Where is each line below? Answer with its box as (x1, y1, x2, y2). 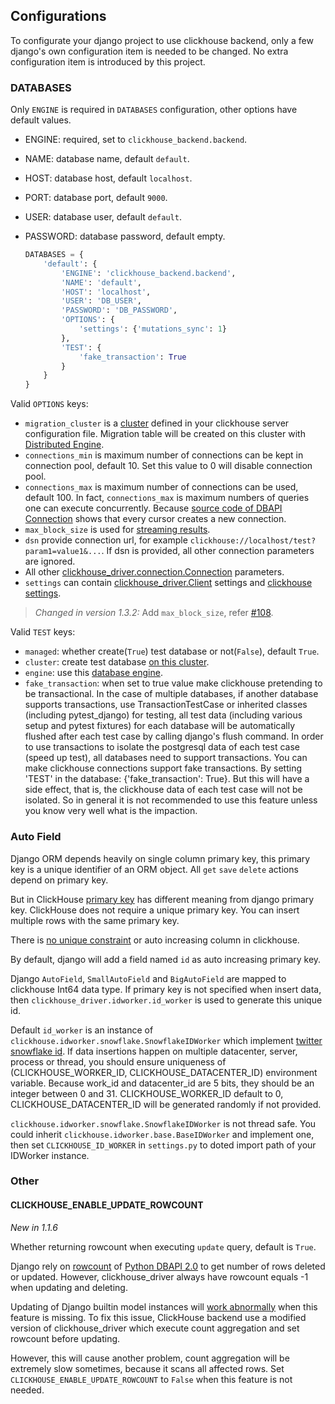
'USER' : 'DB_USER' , (61, 296, 142, 306)
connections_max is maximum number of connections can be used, (24, 481, 299, 493)
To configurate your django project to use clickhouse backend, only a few (10, 34, 314, 46)
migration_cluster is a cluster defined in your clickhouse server (24, 417, 290, 429)
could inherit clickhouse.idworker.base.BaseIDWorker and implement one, (10, 1128, 315, 1140)
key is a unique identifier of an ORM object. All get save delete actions (10, 863, 299, 875)
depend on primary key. (10, 874, 109, 886)
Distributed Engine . (24, 439, 105, 451)
